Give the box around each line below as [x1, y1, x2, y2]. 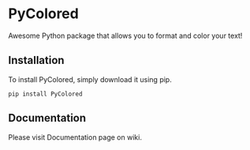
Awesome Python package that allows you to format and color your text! [8, 31, 243, 40]
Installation [8, 54, 65, 67]
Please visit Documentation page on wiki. [8, 132, 142, 142]
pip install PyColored [8, 90, 83, 98]
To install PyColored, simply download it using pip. [8, 74, 172, 84]
